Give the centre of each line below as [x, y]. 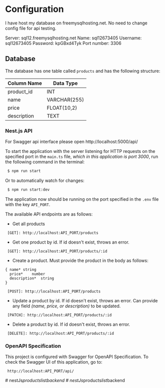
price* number [27, 274]
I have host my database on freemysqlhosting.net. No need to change [76, 23]
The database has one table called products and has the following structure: [83, 71]
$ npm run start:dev [28, 190]
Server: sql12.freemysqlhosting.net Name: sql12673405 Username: [74, 38]
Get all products [29, 224]
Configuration [35, 9]
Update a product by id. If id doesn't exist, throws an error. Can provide [85, 300]
